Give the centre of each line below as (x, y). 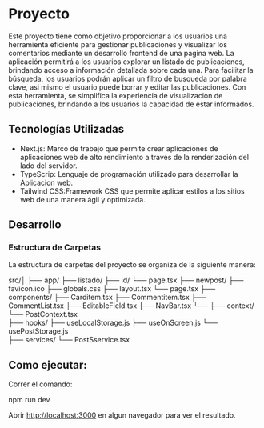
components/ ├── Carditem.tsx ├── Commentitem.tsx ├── (107, 298)
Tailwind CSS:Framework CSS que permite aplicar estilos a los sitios (132, 191)
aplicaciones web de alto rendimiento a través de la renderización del (134, 157)
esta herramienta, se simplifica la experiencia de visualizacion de (116, 95)
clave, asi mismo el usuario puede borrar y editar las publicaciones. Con (127, 87)
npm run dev (29, 400)
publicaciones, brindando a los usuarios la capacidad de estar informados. (131, 104)
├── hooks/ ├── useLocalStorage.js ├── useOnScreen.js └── (113, 323)
